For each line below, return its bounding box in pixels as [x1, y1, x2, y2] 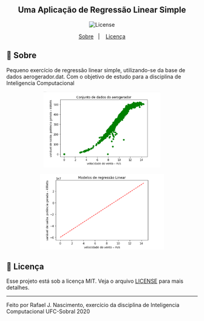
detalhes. [6, 284, 30, 291]
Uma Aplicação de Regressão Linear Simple [18, 5, 186, 15]
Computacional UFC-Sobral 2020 [6, 308, 90, 315]
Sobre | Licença [78, 33, 126, 40]
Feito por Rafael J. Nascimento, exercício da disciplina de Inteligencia [6, 302, 180, 309]
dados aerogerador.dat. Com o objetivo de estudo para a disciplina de [6, 73, 182, 80]
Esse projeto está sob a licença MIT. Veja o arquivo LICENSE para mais [6, 277, 184, 285]
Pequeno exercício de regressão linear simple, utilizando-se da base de [6, 66, 186, 73]
